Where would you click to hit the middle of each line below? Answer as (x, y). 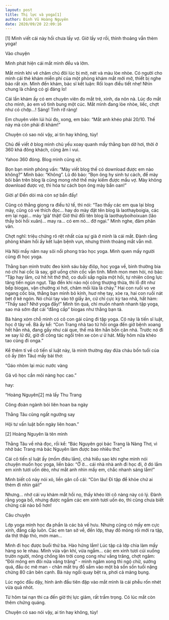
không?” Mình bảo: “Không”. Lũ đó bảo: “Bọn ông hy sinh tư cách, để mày (82, 175)
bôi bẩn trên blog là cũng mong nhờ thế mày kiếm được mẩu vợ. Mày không (83, 180)
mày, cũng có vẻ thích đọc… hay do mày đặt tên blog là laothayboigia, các (82, 211)
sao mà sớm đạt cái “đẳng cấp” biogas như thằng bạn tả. (64, 309)
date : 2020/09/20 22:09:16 (33, 24)
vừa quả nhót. (20, 587)
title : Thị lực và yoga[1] (33, 15)
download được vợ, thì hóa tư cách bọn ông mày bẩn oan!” (66, 185)
